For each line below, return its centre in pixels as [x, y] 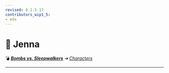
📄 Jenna [23, 44]
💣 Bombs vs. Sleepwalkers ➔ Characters [49, 58]
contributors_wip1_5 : [28, 15]
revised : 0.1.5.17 [24, 10]
